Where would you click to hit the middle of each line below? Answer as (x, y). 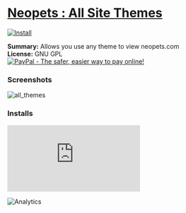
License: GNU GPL (35, 54)
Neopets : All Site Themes (85, 13)
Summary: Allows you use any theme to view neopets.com (93, 46)
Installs (20, 113)
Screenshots (30, 79)
